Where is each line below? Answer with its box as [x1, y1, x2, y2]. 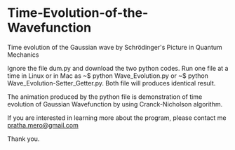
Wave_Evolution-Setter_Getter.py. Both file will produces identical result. [7, 79, 216, 87]
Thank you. [7, 135, 40, 143]
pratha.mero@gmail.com [7, 121, 79, 129]
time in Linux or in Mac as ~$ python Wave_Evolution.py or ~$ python [7, 71, 209, 80]
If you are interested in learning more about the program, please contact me [7, 114, 227, 122]
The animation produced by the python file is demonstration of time [7, 93, 203, 101]
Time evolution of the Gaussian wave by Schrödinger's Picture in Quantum [7, 43, 222, 51]
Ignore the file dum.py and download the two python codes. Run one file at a [7, 64, 229, 72]
